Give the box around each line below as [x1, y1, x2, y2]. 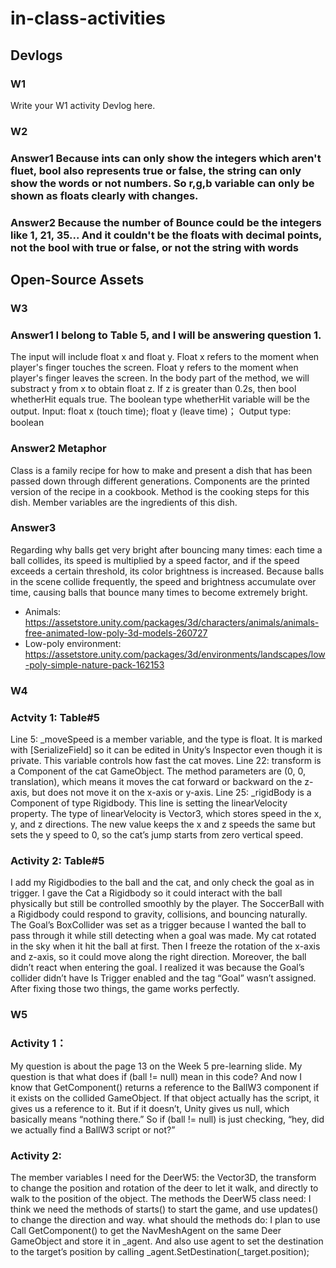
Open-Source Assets [10, 272, 145, 289]
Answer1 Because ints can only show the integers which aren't [10, 151, 322, 165]
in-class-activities [10, 7, 167, 30]
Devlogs [10, 47, 63, 64]
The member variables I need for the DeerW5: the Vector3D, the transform [10, 1171, 317, 1183]
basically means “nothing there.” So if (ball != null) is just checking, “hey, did [10, 1113, 325, 1125]
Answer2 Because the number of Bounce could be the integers [10, 215, 322, 229]
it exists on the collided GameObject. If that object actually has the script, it [10, 1092, 320, 1104]
